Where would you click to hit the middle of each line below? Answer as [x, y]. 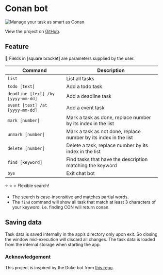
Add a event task [85, 107]
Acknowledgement [28, 257]
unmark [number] [26, 134]
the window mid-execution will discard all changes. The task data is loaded [80, 239]
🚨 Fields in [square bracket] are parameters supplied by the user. [70, 58]
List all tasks [80, 78]
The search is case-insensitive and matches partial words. [70, 197]
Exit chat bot [81, 173]
